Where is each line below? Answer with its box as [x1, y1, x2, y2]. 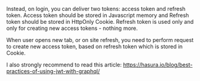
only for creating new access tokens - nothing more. [6, 24, 138, 32]
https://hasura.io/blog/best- [123, 61, 193, 68]
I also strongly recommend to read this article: [6, 61, 122, 68]
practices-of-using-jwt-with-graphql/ [6, 68, 100, 75]
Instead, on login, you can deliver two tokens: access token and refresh [6, 5, 186, 12]
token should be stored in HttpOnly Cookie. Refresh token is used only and [6, 18, 194, 25]
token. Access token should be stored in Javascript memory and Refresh [6, 12, 189, 19]
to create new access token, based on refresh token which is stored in [6, 43, 183, 50]
